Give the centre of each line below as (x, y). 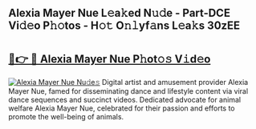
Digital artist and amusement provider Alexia (175, 82)
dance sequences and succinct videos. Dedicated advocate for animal (125, 100)
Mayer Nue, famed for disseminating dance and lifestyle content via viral (128, 91)
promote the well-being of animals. (66, 117)
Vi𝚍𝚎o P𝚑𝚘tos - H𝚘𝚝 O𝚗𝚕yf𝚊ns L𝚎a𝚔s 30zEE (124, 26)
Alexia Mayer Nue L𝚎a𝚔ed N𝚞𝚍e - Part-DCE (120, 13)
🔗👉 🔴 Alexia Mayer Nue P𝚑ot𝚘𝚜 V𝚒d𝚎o (110, 59)
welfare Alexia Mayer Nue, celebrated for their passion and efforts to (122, 108)
